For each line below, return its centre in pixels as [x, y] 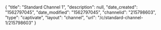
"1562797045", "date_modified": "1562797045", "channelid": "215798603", [80, 12]
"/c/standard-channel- [120, 17]
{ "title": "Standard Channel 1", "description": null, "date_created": [71, 7]
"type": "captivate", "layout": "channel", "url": [51, 17]
